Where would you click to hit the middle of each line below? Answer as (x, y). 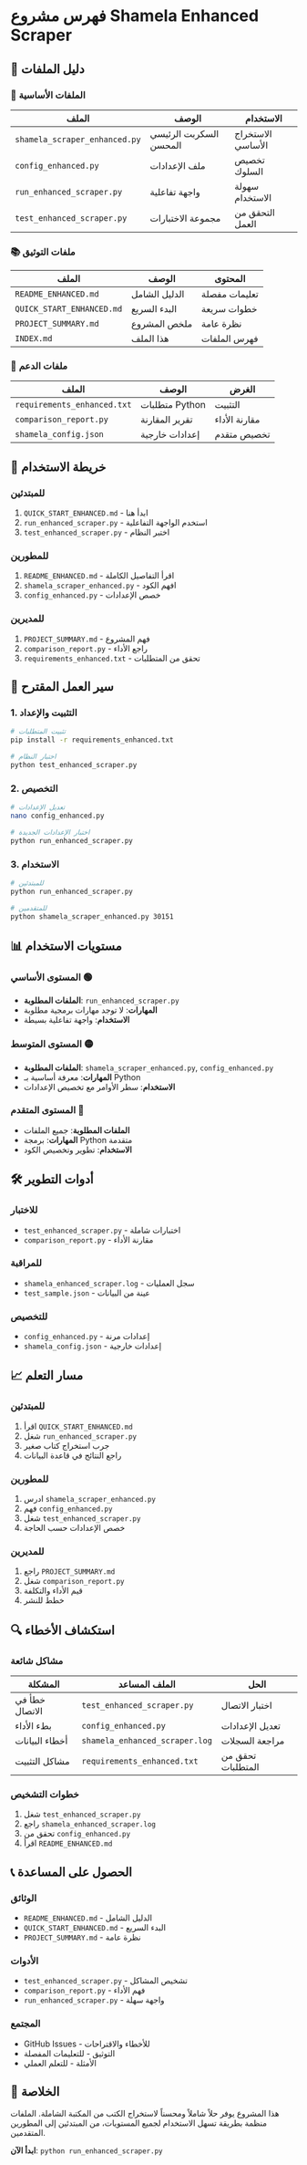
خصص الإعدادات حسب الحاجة (74, 1528)
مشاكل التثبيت (43, 1762)
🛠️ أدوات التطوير (52, 1179)
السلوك (249, 172)
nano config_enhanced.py (57, 816)
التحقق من (255, 213)
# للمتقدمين (29, 908)
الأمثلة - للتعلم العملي (60, 2063)
